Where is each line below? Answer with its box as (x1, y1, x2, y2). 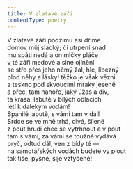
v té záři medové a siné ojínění (7, 58, 95, 66)
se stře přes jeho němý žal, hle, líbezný (7, 65, 119, 74)
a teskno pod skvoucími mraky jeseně (7, 80, 116, 88)
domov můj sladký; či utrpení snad (7, 43, 107, 51)
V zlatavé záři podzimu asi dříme (7, 35, 101, 44)
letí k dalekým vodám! (7, 102, 70, 111)
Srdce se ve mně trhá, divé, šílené (7, 117, 105, 125)
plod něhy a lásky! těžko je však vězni (7, 72, 116, 81)
